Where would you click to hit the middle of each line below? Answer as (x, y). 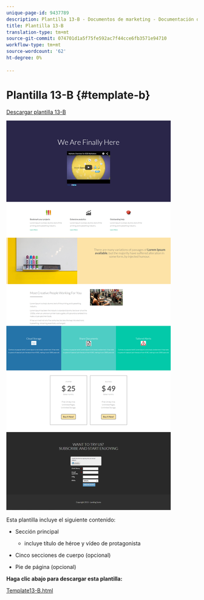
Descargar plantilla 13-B (36, 112)
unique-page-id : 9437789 (38, 13)
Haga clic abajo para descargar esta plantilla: (64, 579)
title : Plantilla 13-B (35, 26)
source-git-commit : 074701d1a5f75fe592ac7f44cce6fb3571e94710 (87, 39)
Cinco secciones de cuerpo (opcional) (63, 555)
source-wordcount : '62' (36, 52)
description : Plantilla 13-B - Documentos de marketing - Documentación (100, 19)
